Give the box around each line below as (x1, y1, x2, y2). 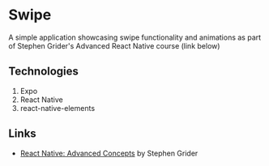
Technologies (8, 65, 79, 79)
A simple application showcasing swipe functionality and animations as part (8, 32, 262, 42)
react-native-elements (19, 103, 96, 113)
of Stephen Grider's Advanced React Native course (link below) (8, 40, 220, 50)
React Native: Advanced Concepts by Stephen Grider (19, 148, 199, 158)
